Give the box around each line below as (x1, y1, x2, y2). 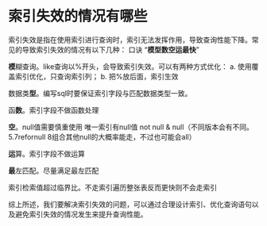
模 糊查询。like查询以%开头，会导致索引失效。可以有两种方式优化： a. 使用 (8, 61, 252, 71)
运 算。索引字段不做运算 (8, 148, 85, 159)
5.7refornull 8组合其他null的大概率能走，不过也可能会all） (8, 132, 196, 141)
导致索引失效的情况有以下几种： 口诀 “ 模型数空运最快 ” (21, 44, 200, 54)
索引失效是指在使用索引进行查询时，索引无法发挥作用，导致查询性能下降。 (8, 35, 252, 44)
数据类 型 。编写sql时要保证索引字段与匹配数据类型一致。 (8, 88, 192, 98)
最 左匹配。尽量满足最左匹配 (8, 166, 99, 175)
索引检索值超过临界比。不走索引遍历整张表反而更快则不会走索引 (8, 182, 217, 192)
